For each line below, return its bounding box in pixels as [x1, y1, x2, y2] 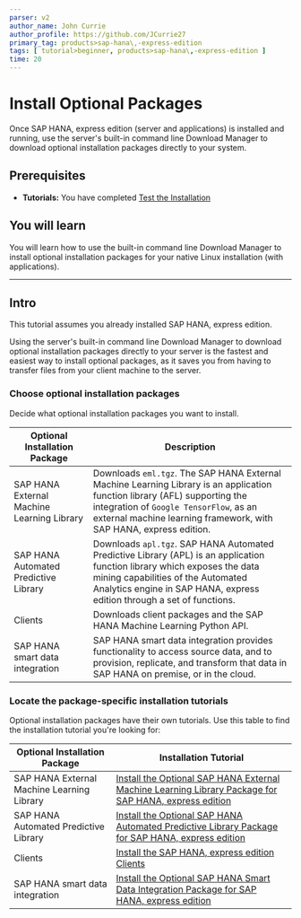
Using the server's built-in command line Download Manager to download [9, 337, 282, 347]
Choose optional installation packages [9, 388, 180, 400]
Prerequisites [9, 168, 86, 184]
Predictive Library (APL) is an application [92, 548, 265, 561]
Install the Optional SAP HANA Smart [116, 871, 271, 884]
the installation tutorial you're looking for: [9, 724, 161, 735]
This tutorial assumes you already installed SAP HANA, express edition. [9, 319, 273, 330]
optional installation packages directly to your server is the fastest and [9, 346, 269, 357]
